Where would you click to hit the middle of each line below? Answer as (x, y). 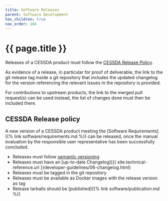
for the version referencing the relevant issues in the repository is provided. (83, 83)
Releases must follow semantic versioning (56, 157)
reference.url (26, 167)
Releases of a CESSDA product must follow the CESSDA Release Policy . (79, 63)
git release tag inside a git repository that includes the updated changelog (81, 78)
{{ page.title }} (36, 49)
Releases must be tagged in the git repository (59, 173)
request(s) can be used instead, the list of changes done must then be (78, 98)
